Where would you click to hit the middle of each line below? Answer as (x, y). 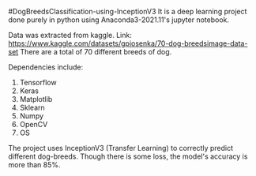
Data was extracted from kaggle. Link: (70, 35)
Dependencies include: (46, 67)
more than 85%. (34, 165)
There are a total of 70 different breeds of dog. (96, 52)
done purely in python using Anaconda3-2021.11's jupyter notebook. (119, 20)
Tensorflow (38, 82)
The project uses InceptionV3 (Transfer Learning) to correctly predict (121, 148)
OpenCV (34, 124)
